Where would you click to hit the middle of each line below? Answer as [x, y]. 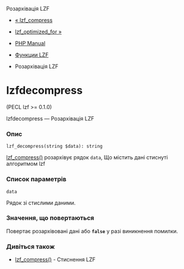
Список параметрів [36, 180]
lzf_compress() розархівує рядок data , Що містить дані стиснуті [87, 157]
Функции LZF [32, 55]
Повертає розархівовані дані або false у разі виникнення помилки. [92, 231]
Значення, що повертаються [50, 218]
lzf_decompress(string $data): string [54, 146]
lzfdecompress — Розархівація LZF [50, 118]
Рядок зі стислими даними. [41, 203]
